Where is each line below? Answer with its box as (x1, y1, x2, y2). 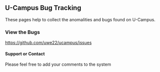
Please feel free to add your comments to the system (5, 61, 111, 67)
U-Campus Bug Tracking (5, 4, 82, 12)
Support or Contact (5, 51, 45, 57)
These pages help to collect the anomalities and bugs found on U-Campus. (5, 16, 156, 22)
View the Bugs (5, 29, 40, 35)
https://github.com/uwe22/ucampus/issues (5, 40, 92, 45)
